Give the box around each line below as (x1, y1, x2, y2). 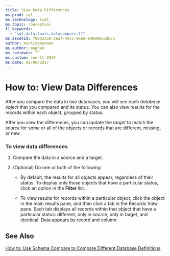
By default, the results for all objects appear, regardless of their (20, 174, 154, 180)
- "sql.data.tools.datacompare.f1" (10, 31, 86, 36)
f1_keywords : (5, 27, 33, 32)
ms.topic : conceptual (5, 21, 52, 27)
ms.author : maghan (5, 45, 44, 51)
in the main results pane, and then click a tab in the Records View (20, 200, 158, 207)
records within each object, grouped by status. (5, 109, 104, 115)
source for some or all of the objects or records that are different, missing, (5, 125, 161, 131)
